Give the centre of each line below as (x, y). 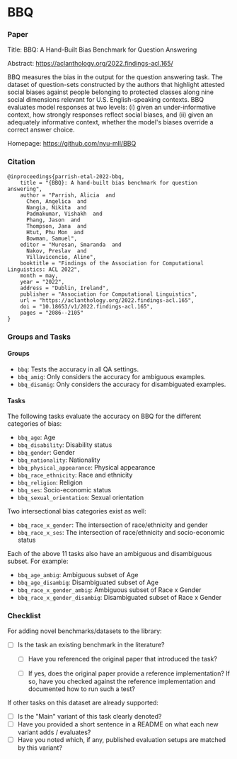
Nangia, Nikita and (56, 207)
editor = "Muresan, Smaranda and (71, 245)
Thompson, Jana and (56, 226)
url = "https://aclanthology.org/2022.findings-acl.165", (107, 300)
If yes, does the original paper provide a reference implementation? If (129, 673)
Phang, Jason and (53, 220)
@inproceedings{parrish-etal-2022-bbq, (66, 176)
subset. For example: (38, 561)
